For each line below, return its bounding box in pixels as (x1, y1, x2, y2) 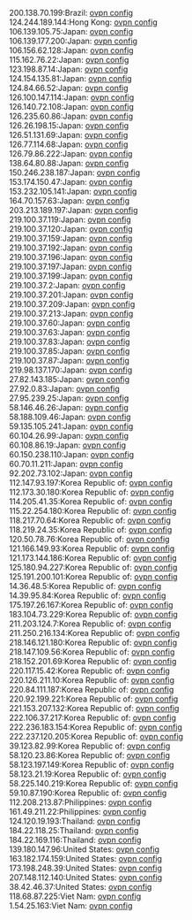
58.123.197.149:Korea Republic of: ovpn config (9, 760, 174, 770)
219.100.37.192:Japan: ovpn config (9, 242, 133, 253)
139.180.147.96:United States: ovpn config (9, 844, 160, 855)
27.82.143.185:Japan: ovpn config (9, 374, 130, 384)
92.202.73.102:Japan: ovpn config (9, 468, 134, 479)
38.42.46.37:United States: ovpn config (9, 882, 152, 892)
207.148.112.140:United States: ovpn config (9, 872, 163, 883)
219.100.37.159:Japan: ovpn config (9, 234, 133, 243)
